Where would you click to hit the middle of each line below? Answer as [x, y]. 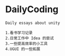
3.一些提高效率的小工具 [27, 44]
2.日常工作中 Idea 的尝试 [30, 38]
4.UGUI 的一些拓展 [23, 49]
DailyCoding [32, 9]
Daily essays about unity [32, 23]
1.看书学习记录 [19, 33]
